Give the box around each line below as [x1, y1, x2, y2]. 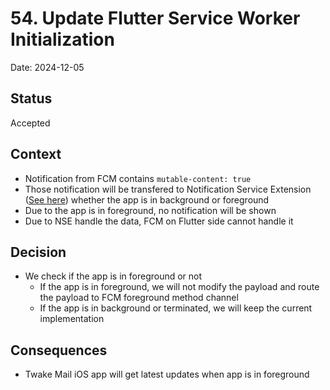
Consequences [10, 342, 108, 359]
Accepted [10, 117, 51, 129]
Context [10, 146, 62, 163]
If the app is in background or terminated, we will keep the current [39, 302, 313, 314]
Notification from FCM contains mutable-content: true [24, 172, 252, 184]
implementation [39, 313, 105, 325]
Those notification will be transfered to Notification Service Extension [24, 183, 312, 195]
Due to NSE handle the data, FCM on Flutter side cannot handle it [24, 215, 294, 227]
